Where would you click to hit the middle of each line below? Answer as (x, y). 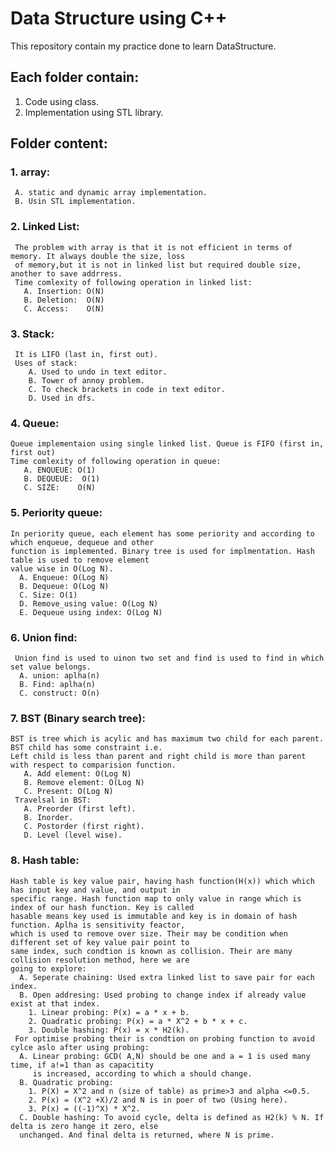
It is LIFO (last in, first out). (86, 355)
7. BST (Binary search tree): (78, 718)
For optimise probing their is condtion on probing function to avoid (164, 1038)
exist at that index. (55, 1003)
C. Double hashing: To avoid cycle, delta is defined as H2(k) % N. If (172, 1117)
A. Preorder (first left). (80, 809)
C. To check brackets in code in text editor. (127, 390)
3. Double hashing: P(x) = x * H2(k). (109, 1030)
